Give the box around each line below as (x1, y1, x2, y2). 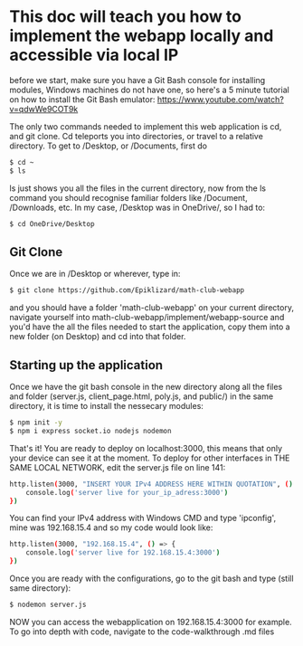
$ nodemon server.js (9, 600, 88, 610)
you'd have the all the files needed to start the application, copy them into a (9, 321, 291, 332)
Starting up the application (9, 357, 164, 373)
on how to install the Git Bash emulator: (9, 93, 156, 105)
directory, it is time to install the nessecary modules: (9, 401, 204, 412)
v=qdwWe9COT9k (9, 103, 79, 114)
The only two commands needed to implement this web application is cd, (9, 120, 282, 132)
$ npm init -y (9, 418, 63, 427)
